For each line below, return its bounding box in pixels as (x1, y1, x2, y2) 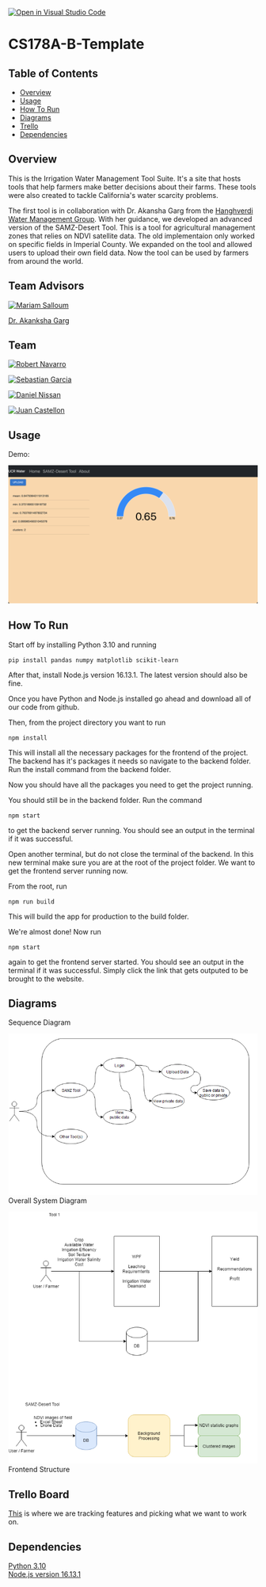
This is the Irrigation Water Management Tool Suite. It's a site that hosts (8, 173, 241, 183)
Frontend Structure (8, 1465, 70, 1475)
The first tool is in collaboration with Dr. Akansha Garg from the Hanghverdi (8, 206, 253, 215)
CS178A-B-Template (8, 36, 145, 53)
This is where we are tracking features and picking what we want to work (8, 1509, 247, 1518)
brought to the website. (8, 974, 85, 984)
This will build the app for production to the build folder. (8, 911, 190, 921)
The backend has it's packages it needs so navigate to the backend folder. (8, 756, 252, 766)
